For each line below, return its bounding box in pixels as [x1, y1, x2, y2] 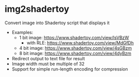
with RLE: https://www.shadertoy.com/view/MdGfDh [26, 39, 134, 45]
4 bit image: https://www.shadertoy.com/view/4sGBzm [19, 45, 132, 51]
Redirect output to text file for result [11, 55, 85, 61]
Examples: [11, 29, 33, 35]
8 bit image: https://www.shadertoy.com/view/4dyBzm [19, 50, 132, 56]
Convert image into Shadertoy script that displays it [4, 20, 110, 26]
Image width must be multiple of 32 [11, 61, 85, 67]
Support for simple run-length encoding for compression [11, 66, 128, 72]
